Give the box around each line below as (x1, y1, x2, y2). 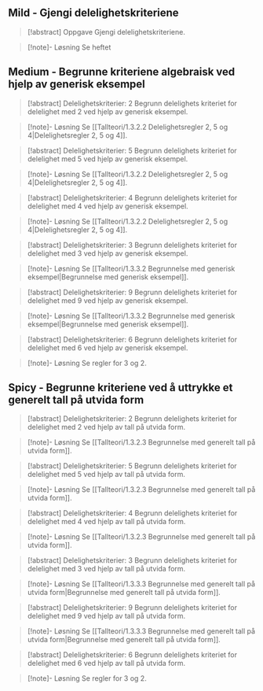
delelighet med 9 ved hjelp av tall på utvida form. (27, 612, 186, 621)
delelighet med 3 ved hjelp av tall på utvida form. (27, 564, 186, 574)
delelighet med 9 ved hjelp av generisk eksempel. (27, 295, 188, 305)
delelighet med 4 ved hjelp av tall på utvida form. (27, 517, 186, 527)
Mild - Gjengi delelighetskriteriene (8, 6, 179, 20)
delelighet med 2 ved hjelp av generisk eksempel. (27, 106, 188, 116)
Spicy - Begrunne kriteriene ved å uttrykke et (8, 381, 233, 394)
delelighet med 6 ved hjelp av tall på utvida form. (27, 659, 186, 668)
